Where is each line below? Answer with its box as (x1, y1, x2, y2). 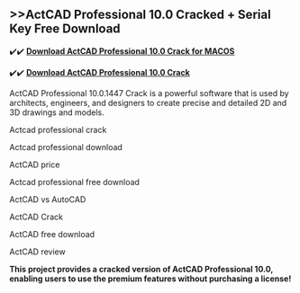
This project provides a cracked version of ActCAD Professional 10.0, (9, 263, 273, 274)
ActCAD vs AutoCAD (9, 193, 86, 205)
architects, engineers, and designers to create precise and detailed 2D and (9, 97, 287, 108)
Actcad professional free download (9, 176, 140, 187)
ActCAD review (9, 246, 66, 257)
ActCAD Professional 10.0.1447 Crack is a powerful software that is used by (9, 87, 290, 98)
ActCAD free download (9, 228, 95, 239)
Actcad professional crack (9, 124, 107, 135)
